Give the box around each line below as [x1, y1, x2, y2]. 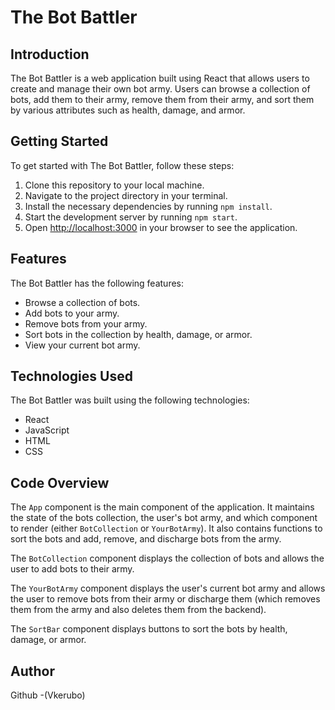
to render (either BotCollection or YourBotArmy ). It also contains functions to [10, 522, 323, 535]
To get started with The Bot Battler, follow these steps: [10, 159, 235, 171]
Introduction [10, 46, 90, 63]
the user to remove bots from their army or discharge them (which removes [10, 593, 321, 605]
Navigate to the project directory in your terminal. [24, 189, 228, 201]
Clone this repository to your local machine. [24, 179, 205, 191]
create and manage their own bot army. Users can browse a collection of [10, 83, 311, 95]
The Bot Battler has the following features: [10, 277, 184, 289]
